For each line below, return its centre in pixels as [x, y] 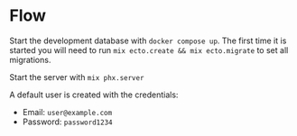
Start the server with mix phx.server [77, 77]
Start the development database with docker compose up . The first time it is [148, 41]
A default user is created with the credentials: [94, 95]
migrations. [30, 59]
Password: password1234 [67, 122]
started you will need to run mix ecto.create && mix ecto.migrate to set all [149, 50]
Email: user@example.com [67, 112]
